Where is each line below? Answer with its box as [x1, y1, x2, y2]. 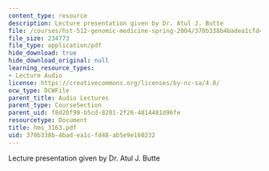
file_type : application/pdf [8, 42, 102, 50]
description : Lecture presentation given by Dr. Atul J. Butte [8, 19, 224, 27]
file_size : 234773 [8, 34, 70, 43]
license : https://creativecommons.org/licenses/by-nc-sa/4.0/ [8, 79, 220, 87]
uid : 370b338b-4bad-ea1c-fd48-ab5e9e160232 [8, 131, 156, 139]
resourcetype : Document [8, 116, 88, 124]
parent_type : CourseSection [8, 101, 102, 109]
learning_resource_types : [8, 64, 94, 72]
